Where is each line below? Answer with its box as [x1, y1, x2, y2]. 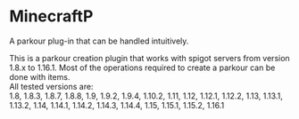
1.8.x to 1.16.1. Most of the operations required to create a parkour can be [9, 62, 276, 73]
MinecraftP [9, 6, 94, 27]
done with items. [9, 71, 71, 82]
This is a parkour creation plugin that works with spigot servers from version [9, 52, 290, 63]
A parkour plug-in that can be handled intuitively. [9, 36, 189, 46]
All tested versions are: [9, 81, 94, 91]
